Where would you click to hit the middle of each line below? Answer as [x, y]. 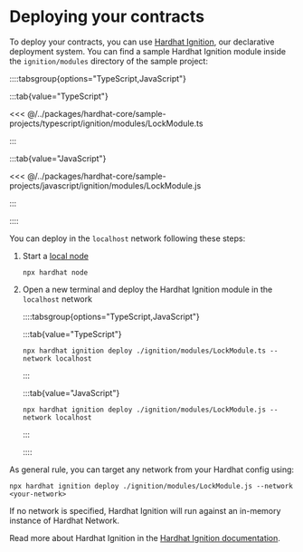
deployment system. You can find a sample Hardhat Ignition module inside [148, 51]
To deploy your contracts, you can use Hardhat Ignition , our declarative [142, 42]
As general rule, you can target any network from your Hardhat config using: [152, 470]
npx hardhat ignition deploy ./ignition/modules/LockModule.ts [144, 351]
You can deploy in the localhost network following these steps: [128, 238]
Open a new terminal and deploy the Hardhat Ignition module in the [147, 289]
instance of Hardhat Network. [65, 520]
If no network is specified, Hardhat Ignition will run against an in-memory [145, 510]
